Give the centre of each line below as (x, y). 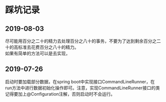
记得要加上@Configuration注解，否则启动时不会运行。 (60, 94)
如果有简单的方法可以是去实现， (38, 53)
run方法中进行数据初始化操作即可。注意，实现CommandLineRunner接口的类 (83, 88)
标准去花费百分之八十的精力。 (48, 47)
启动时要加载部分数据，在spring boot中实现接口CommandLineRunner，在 (80, 81)
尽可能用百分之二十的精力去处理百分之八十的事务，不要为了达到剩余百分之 (81, 41)
